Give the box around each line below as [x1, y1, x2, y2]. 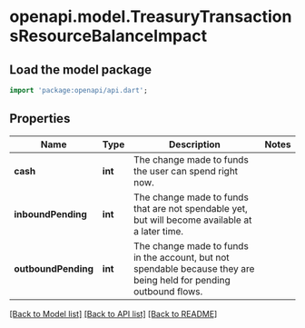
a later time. [133, 224, 184, 237]
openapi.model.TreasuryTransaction [9, 6, 292, 27]
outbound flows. [133, 284, 203, 297]
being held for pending [133, 273, 231, 286]
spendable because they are [133, 262, 255, 274]
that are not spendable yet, [133, 202, 248, 214]
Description [169, 138, 221, 151]
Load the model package [9, 62, 152, 77]
